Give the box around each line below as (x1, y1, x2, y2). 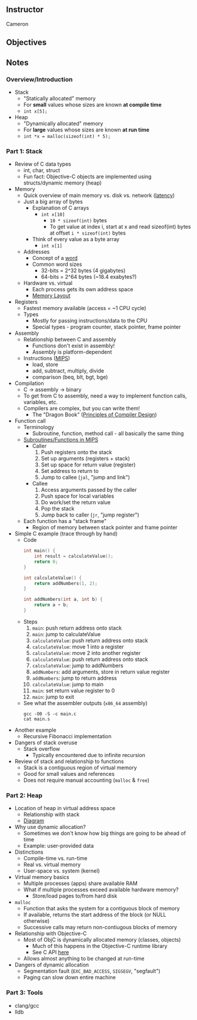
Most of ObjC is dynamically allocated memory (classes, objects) (23, 936, 181, 943)
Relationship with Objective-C (14, 930, 87, 937)
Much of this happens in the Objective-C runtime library (32, 943, 168, 950)
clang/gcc (14, 1002, 39, 1009)
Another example (14, 726, 57, 733)
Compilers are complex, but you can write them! (23, 405, 140, 412)
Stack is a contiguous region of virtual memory (23, 764, 137, 771)
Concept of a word (32, 255, 78, 262)
